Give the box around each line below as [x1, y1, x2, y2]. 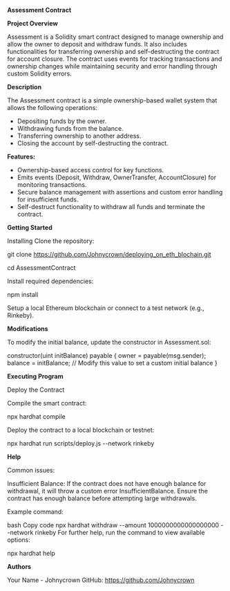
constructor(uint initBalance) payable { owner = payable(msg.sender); [7, 352, 207, 359]
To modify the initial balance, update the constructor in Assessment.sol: [7, 338, 211, 346]
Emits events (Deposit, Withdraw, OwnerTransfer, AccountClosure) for [17, 173, 216, 181]
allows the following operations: [7, 104, 98, 111]
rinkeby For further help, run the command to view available [35, 529, 205, 536]
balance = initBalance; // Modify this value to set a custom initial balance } [7, 359, 218, 367]
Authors [7, 563, 32, 570]
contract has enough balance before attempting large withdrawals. [7, 494, 197, 502]
